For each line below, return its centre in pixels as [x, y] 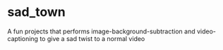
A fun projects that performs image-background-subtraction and [101, 31]
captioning [23, 38]
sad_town [36, 12]
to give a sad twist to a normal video [92, 38]
